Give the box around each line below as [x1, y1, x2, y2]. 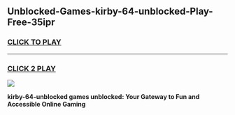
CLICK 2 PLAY [7, 63, 56, 73]
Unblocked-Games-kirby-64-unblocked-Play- [7, 6, 213, 17]
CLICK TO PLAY [7, 38, 62, 47]
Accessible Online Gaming [7, 100, 86, 108]
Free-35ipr [7, 17, 55, 29]
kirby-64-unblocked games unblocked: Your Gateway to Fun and [7, 92, 200, 100]
